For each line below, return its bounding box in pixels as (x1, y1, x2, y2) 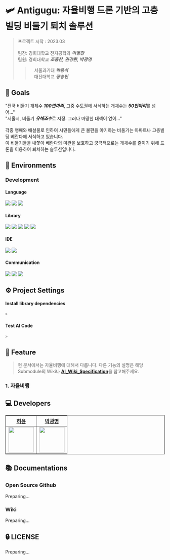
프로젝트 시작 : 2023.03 (17, 38, 65, 44)
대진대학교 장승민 (34, 73, 68, 79)
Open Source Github (5, 482, 57, 489)
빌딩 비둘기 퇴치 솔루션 (5, 21, 94, 32)
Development (5, 176, 39, 183)
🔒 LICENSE (5, 533, 39, 541)
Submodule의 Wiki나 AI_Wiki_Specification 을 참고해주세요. (17, 369, 140, 375)
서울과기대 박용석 (34, 67, 68, 73)
